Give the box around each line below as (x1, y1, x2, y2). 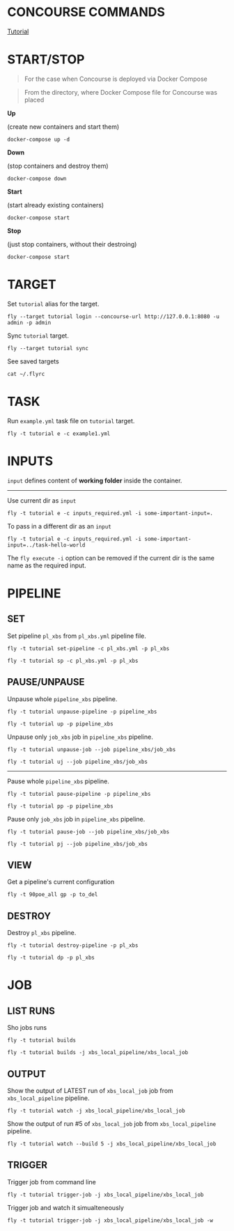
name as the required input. (7, 561, 86, 570)
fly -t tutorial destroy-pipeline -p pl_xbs (7, 942, 139, 949)
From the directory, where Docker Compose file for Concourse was (24, 88, 218, 96)
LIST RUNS (7, 1005, 56, 1017)
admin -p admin (7, 319, 52, 326)
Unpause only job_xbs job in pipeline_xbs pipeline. (7, 732, 153, 741)
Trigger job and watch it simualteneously (7, 1203, 124, 1212)
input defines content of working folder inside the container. (7, 476, 182, 485)
